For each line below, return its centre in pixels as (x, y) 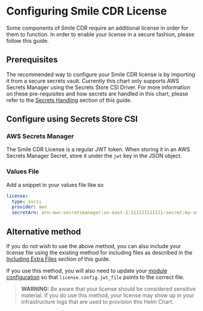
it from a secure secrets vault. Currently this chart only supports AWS (93, 80)
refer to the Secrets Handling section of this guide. (69, 100)
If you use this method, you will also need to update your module (87, 271)
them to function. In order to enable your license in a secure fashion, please (100, 34)
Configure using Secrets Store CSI (72, 119)
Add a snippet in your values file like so (55, 185)
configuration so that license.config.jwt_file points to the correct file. (95, 277)
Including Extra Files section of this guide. (58, 259)
